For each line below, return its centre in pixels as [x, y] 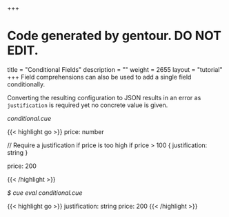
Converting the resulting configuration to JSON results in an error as [104, 97]
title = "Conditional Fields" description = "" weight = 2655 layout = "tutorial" [115, 69]
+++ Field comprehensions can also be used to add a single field [99, 77]
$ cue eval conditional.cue [45, 192]
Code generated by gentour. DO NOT [114, 36]
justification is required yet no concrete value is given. [88, 105]
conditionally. [26, 84]
